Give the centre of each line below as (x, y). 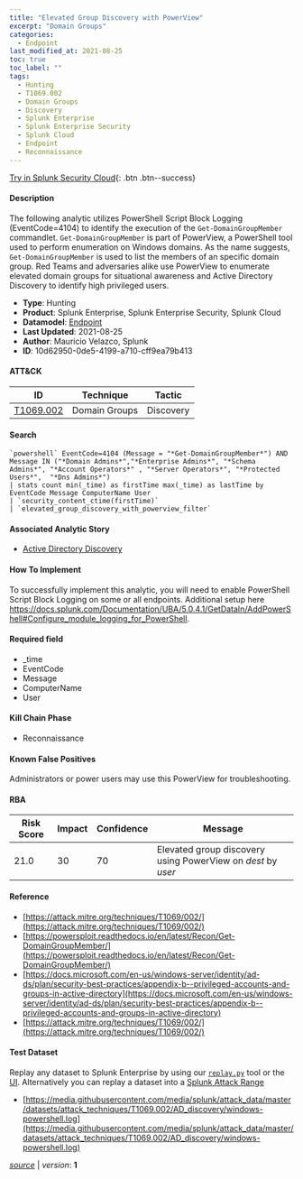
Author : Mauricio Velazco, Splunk (85, 341)
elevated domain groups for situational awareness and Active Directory (141, 275)
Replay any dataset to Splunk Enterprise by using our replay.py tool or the (147, 1072)
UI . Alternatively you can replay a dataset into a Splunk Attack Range (137, 1082)
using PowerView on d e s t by (217, 861)
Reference (29, 897)
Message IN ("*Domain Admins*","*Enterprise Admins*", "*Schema (133, 462)
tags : (19, 77)
